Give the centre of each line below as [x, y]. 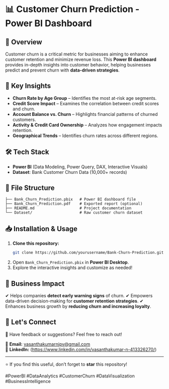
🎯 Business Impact [35, 283]
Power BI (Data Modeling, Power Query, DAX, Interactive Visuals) [80, 167]
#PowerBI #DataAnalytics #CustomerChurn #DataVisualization [70, 376]
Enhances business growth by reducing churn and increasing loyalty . [78, 306]
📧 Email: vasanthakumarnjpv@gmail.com [48, 344]
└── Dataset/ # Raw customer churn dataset [74, 213]
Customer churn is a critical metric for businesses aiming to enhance [77, 54]
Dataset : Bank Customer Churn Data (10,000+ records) [70, 172]
